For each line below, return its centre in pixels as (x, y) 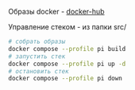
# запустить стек (37, 56)
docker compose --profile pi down (66, 79)
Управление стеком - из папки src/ (67, 27)
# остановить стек (39, 71)
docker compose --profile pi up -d (67, 64)
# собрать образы (37, 41)
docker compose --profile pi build (67, 49)
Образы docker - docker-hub (56, 12)
